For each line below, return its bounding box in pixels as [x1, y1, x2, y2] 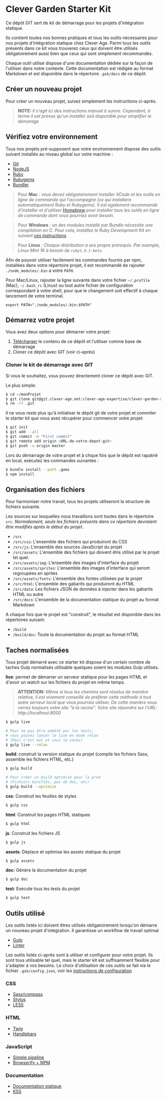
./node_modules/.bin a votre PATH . [5, 267, 74, 273]
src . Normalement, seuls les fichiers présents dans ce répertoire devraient [5, 519, 157, 524]
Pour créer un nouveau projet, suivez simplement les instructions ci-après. [5, 98, 157, 104]
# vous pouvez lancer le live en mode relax [5, 733, 99, 738]
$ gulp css [5, 802, 28, 808]
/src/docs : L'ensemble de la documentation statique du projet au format [12, 597, 159, 603]
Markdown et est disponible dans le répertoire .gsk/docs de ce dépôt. [5, 70, 147, 76]
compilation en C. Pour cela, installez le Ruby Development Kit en [17, 227, 151, 233]
